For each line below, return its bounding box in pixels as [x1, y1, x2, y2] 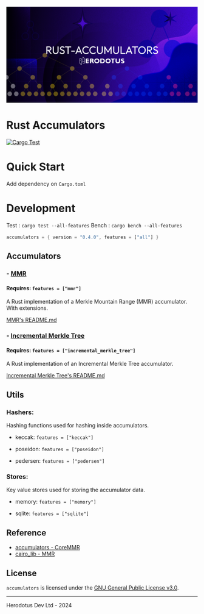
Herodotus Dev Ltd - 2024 [6, 601, 72, 609]
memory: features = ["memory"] [15, 498, 97, 505]
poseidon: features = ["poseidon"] [15, 446, 104, 453]
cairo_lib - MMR [15, 550, 55, 558]
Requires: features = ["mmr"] [6, 284, 82, 291]
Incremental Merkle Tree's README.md [6, 372, 105, 379]
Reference [6, 527, 47, 538]
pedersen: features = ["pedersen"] [15, 457, 105, 465]
